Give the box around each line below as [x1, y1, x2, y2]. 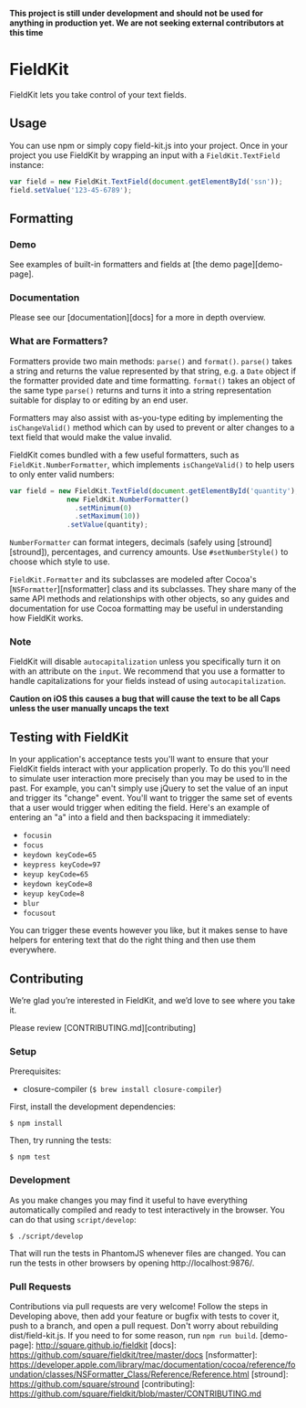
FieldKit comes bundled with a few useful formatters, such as [9, 449, 240, 460]
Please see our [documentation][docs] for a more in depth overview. [9, 312, 266, 323]
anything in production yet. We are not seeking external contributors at [9, 17, 284, 28]
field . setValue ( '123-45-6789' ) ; [9, 185, 132, 194]
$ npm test [9, 1152, 51, 1162]
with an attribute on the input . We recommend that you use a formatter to [9, 666, 285, 677]
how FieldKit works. [9, 613, 84, 624]
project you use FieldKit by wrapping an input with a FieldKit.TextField [9, 150, 280, 161]
